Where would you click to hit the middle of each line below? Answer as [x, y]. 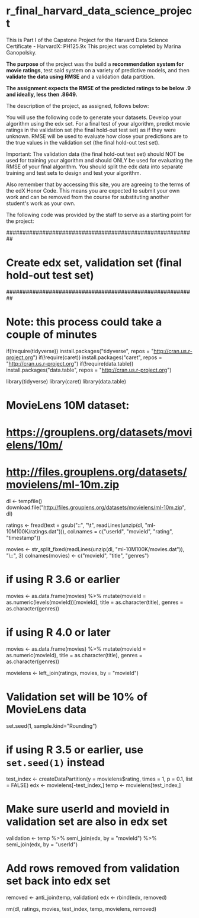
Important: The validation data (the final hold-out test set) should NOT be [95, 154]
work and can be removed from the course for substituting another [88, 197]
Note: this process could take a [84, 322]
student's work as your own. [41, 203]
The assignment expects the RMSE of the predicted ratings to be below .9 [99, 88]
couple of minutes [52, 335]
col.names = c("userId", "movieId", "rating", [120, 532]
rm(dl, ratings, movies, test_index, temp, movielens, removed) [81, 909]
